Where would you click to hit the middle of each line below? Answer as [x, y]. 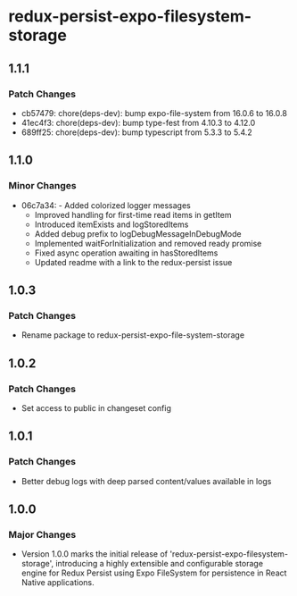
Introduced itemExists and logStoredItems [111, 224]
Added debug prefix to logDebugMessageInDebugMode [138, 233]
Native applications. [58, 583]
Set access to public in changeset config [96, 407]
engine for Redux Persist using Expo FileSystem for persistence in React [154, 573]
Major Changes [42, 534]
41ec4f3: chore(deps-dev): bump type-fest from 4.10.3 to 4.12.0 [138, 122]
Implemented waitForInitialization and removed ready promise [148, 243]
